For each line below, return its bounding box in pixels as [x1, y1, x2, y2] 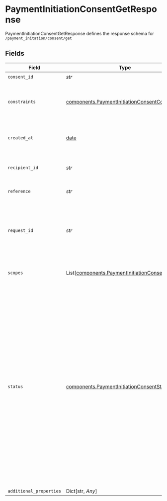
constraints [7, 99, 36, 104]
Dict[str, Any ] [66, 488, 97, 495]
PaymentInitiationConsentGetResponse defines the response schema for [5, 30, 154, 36]
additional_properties [7, 488, 61, 494]
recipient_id [7, 165, 39, 170]
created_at [7, 135, 33, 140]
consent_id [7, 74, 33, 80]
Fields [5, 49, 25, 58]
